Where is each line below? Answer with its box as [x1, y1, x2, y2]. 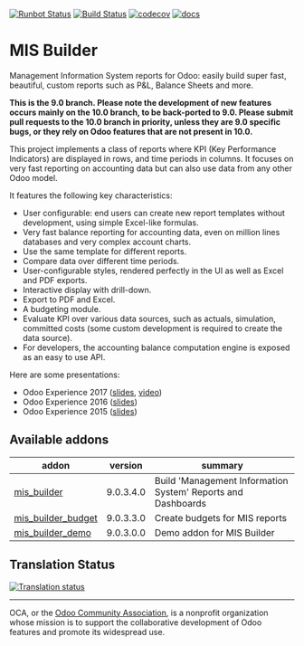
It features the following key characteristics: [9, 190, 174, 201]
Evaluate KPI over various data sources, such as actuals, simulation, [22, 313, 276, 324]
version [109, 459, 143, 471]
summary [201, 459, 244, 471]
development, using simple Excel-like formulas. [22, 217, 199, 228]
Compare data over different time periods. [22, 255, 180, 266]
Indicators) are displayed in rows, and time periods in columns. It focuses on [9, 153, 294, 164]
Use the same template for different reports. [22, 245, 187, 257]
